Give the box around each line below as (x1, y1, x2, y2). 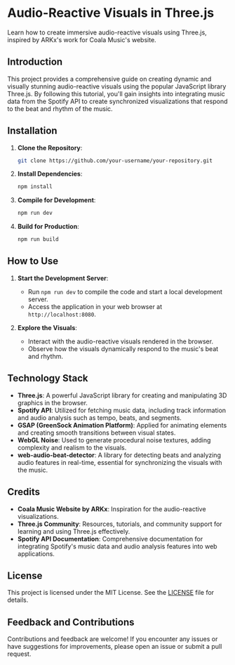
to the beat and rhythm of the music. (7, 104, 114, 113)
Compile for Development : (17, 196, 96, 204)
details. (7, 595, 29, 605)
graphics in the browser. (17, 398, 88, 407)
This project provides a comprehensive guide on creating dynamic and (7, 74, 212, 83)
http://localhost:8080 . (27, 310, 96, 318)
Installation (7, 125, 58, 137)
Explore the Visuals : (17, 323, 77, 331)
